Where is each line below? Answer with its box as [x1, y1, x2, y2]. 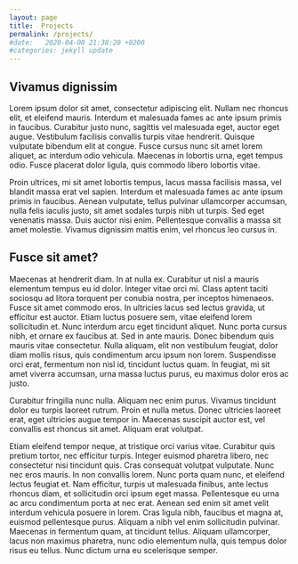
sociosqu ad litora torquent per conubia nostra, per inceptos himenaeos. [9, 292, 274, 303]
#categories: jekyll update [9, 46, 114, 55]
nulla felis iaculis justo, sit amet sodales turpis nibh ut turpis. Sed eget [9, 205, 265, 216]
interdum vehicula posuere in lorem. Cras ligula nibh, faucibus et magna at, [9, 507, 284, 518]
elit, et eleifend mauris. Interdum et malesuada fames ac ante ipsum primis [9, 112, 282, 123]
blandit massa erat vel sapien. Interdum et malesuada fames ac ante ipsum [9, 186, 283, 197]
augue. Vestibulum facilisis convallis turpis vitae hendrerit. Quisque [9, 131, 255, 142]
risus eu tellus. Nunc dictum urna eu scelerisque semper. [9, 544, 218, 555]
